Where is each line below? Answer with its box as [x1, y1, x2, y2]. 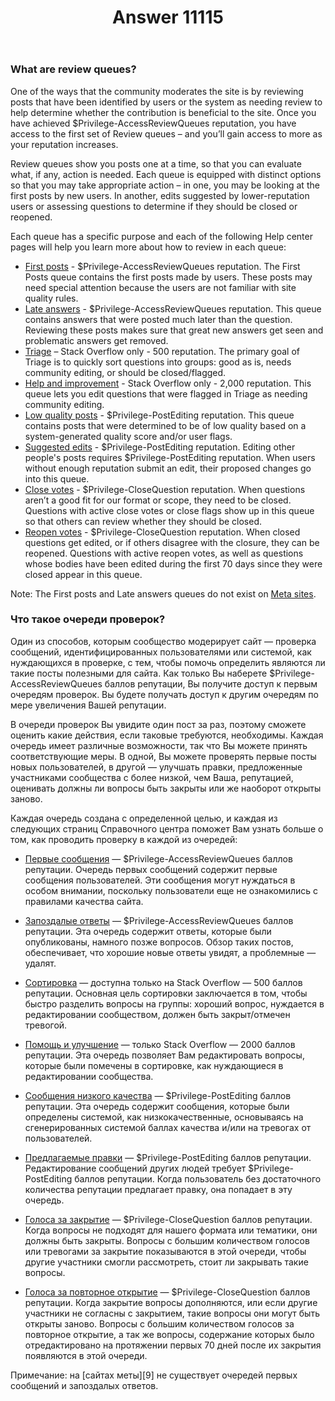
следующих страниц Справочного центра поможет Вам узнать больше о [10, 822, 324, 835]
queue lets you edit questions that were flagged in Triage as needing [24, 387, 308, 400]
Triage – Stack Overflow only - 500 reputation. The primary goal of [24, 345, 300, 357]
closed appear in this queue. [24, 568, 143, 580]
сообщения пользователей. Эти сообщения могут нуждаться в [24, 874, 296, 886]
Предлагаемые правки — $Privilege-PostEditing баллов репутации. [24, 1151, 312, 1163]
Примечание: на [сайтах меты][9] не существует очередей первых [10, 1369, 298, 1381]
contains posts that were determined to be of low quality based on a [24, 419, 307, 431]
